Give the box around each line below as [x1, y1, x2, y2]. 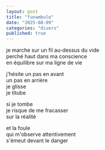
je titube [6, 89, 27, 96]
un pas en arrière [6, 77, 48, 84]
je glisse [6, 83, 27, 90]
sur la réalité [6, 113, 37, 121]
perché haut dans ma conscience [6, 53, 87, 60]
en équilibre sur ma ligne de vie [6, 59, 83, 66]
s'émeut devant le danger [6, 137, 68, 144]
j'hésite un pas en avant [6, 71, 64, 78]
